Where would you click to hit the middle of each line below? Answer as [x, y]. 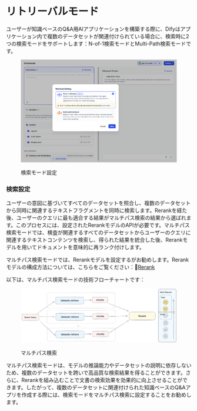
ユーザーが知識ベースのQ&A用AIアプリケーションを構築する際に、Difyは [93, 29]
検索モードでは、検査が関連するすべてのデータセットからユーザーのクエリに [98, 233]
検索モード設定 [39, 172]
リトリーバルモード [52, 11]
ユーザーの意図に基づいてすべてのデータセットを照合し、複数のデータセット [98, 203]
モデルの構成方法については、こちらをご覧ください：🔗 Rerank [81, 267]
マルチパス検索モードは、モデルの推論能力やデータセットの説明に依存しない [99, 365]
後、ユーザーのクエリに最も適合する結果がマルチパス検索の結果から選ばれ [96, 218]
